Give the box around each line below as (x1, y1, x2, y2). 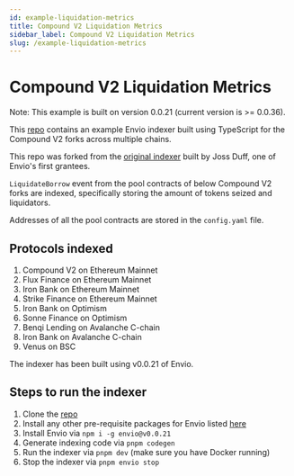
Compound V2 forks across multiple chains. (9, 134, 173, 145)
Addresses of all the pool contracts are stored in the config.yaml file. (9, 215, 264, 226)
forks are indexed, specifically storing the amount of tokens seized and (9, 188, 272, 199)
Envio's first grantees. (9, 161, 91, 172)
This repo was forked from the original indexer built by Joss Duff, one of (9, 151, 276, 162)
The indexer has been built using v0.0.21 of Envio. (9, 359, 194, 369)
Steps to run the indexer (9, 384, 147, 400)
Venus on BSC (22, 341, 76, 352)
